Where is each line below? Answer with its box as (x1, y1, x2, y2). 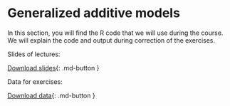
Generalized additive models (7, 5, 180, 21)
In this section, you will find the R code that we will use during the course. (7, 28, 224, 37)
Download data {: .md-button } (7, 91, 95, 100)
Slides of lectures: (7, 50, 61, 58)
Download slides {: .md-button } (7, 63, 100, 72)
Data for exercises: (7, 77, 63, 86)
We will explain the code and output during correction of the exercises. (7, 36, 216, 44)
